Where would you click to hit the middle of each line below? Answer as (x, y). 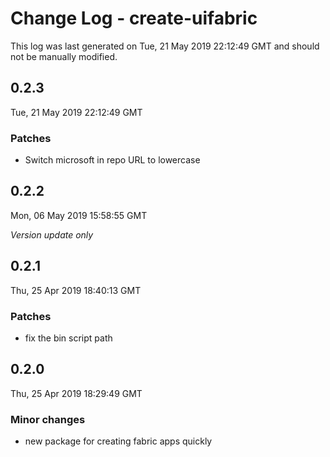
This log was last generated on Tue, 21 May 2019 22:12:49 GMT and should (165, 46)
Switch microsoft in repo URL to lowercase (112, 160)
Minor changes (48, 419)
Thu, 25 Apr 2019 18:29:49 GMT (76, 393)
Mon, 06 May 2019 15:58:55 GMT (79, 215)
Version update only (52, 234)
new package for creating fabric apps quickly (118, 441)
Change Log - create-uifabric (134, 18)
